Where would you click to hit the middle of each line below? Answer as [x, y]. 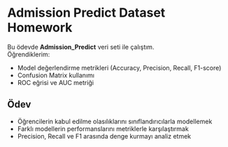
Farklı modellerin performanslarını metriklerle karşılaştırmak [103, 129]
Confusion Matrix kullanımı [56, 75]
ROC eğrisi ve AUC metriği [56, 82]
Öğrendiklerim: [29, 54]
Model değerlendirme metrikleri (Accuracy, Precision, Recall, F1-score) [119, 68]
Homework [40, 28]
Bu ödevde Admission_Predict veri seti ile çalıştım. [81, 47]
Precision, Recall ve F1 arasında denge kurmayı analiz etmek [104, 136]
